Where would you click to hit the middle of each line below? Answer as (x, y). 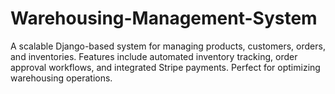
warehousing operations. (61, 78)
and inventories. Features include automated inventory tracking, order (154, 56)
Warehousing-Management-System (164, 18)
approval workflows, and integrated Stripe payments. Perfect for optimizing (165, 67)
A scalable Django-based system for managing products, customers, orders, (168, 46)
